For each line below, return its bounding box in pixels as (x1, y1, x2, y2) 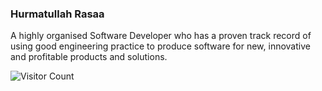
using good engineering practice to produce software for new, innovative (10, 40, 311, 52)
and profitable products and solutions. (10, 51, 168, 63)
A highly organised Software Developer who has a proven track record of (10, 30, 312, 42)
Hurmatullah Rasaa (10, 7, 105, 21)
